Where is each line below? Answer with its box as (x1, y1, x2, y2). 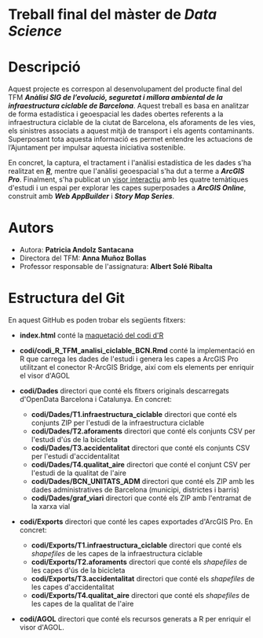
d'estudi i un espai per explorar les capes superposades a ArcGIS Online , (8, 183, 247, 193)
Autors (8, 219, 54, 237)
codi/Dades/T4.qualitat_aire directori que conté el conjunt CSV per (31, 460, 251, 469)
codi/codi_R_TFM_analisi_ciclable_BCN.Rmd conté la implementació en (19, 346, 255, 355)
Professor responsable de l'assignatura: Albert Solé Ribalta (19, 262, 214, 271)
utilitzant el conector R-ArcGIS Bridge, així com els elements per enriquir (19, 363, 254, 371)
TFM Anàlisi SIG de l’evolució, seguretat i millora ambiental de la (8, 93, 224, 102)
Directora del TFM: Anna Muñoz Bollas (19, 253, 147, 263)
